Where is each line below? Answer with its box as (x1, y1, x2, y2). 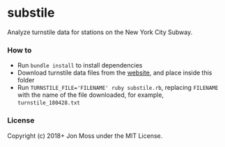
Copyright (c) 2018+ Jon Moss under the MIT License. (7, 131, 163, 140)
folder (17, 76, 35, 84)
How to (7, 45, 32, 55)
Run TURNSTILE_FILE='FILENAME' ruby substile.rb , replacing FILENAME (17, 84, 219, 92)
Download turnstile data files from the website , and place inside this (17, 68, 212, 77)
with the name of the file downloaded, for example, (17, 91, 164, 99)
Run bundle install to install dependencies (17, 61, 143, 70)
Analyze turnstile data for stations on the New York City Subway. (7, 28, 193, 36)
